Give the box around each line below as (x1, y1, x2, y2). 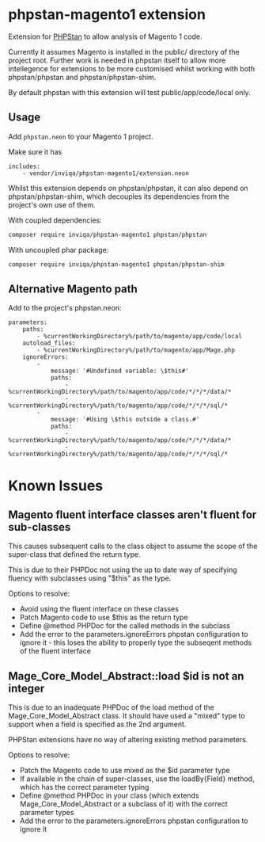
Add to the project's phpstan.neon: (8, 303, 122, 313)
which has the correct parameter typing (19, 783, 150, 792)
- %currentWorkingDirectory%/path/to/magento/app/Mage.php (36, 346, 236, 354)
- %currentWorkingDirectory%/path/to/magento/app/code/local (36, 333, 243, 341)
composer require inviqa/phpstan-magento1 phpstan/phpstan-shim (8, 260, 225, 269)
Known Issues (8, 477, 104, 494)
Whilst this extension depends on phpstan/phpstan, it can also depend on (8, 183, 248, 192)
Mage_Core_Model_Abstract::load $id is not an (8, 669, 244, 683)
